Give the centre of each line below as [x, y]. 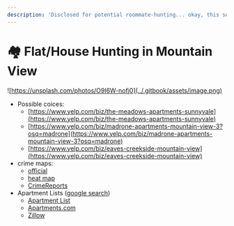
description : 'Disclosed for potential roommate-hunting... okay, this [113, 15]
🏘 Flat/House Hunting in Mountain [110, 51]
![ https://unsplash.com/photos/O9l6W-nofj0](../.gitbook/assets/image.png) [115, 90]
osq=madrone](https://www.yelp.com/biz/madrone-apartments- [120, 133]
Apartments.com [52, 208]
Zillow [36, 215]
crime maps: [35, 163]
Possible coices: [41, 104]
